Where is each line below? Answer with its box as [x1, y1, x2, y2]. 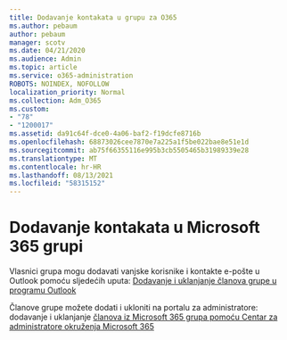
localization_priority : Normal [9, 87, 126, 96]
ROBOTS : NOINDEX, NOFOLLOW [9, 79, 110, 88]
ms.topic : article [9, 63, 78, 72]
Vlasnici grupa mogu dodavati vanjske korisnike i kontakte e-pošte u [9, 266, 260, 277]
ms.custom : [9, 104, 50, 113]
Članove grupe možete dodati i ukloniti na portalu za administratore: [9, 303, 258, 313]
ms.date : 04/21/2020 [9, 46, 86, 55]
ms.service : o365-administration [9, 71, 134, 80]
